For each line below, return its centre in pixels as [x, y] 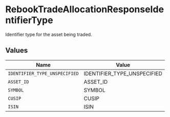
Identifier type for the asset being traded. [49, 34]
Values [17, 50]
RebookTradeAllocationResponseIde [85, 9]
